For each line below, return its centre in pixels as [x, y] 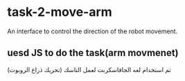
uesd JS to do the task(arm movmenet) [93, 53]
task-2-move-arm [60, 12]
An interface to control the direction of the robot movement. [92, 31]
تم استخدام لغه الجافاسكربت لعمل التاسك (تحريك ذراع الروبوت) [89, 69]
